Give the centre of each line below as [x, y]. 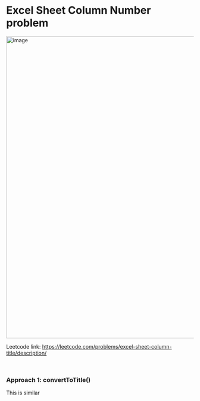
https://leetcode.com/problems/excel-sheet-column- [107, 346]
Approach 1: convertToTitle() [49, 380]
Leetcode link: [24, 346]
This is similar [23, 393]
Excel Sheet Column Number [79, 10]
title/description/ [26, 353]
